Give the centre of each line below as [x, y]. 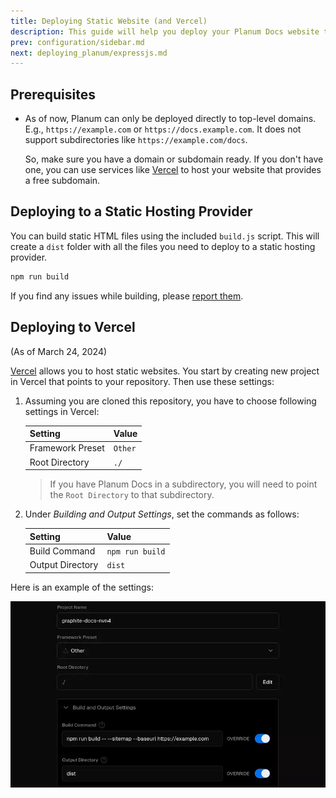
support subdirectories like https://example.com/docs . [136, 140]
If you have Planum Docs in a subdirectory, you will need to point [183, 484]
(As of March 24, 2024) [59, 351]
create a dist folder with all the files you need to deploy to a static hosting [163, 246]
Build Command [62, 551]
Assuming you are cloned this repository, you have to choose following [170, 401]
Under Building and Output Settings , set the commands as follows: [162, 514]
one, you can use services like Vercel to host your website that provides [173, 170]
